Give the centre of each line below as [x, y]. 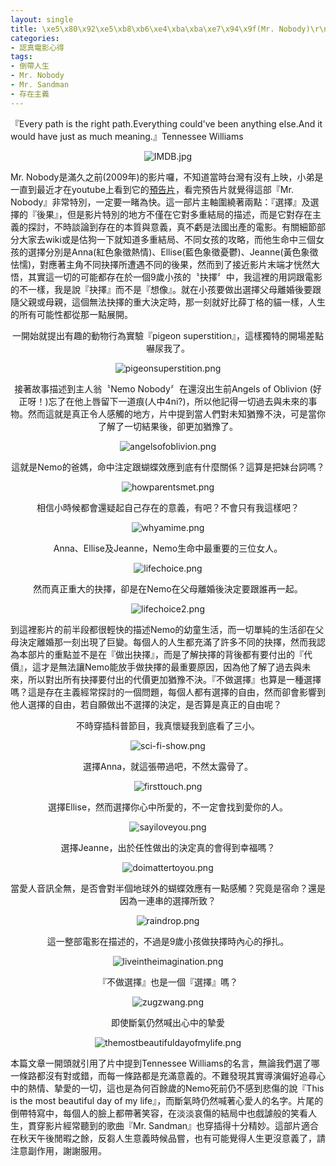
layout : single [42, 19]
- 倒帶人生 [30, 66]
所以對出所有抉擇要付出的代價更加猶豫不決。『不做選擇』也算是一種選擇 [174, 679]
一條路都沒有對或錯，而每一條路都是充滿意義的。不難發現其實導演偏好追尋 [163, 1075]
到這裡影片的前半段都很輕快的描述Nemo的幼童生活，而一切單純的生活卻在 [163, 629]
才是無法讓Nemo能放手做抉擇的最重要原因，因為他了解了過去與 [171, 667]
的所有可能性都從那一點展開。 [71, 314]
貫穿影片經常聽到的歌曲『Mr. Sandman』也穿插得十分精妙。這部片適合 [173, 1125]
